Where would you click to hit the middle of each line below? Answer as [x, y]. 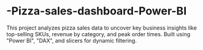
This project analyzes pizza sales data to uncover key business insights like [102, 28]
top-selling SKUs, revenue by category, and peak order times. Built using [98, 34]
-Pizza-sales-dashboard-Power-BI [97, 11]
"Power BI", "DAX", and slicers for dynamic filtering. [71, 40]
